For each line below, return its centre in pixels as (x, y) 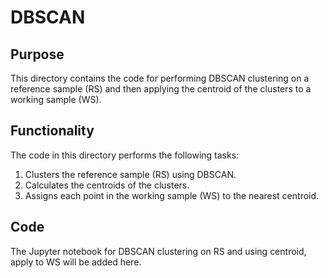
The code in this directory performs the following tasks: (125, 155)
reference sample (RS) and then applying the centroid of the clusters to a (161, 89)
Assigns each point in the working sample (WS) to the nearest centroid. (172, 195)
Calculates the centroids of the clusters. (107, 185)
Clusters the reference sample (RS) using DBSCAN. (130, 174)
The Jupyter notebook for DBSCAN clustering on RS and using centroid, (158, 251)
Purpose (37, 54)
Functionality (52, 131)
